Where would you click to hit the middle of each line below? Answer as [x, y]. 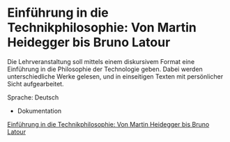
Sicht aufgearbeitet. [36, 84]
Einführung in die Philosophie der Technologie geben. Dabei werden [105, 69]
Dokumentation [39, 111]
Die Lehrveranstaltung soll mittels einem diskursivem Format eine [101, 61]
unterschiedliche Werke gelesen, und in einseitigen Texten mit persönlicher [115, 76]
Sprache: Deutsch [33, 97]
